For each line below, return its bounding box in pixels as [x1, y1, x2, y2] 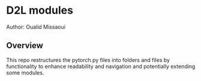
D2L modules [6, 4, 74, 17]
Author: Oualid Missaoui [6, 23, 66, 30]
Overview [6, 40, 44, 51]
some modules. [6, 69, 44, 76]
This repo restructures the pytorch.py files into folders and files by [6, 56, 170, 63]
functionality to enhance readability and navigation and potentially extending [6, 63, 196, 70]
